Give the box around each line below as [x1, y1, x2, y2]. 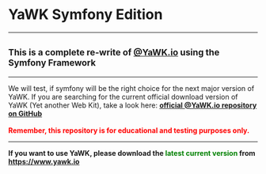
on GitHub [8, 108, 43, 118]
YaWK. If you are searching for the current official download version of [8, 92, 238, 101]
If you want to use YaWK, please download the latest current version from [8, 148, 256, 157]
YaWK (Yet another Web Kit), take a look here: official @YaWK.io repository [8, 100, 257, 110]
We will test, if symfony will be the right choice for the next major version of [8, 83, 255, 93]
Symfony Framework [8, 57, 97, 69]
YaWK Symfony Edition [8, 6, 163, 24]
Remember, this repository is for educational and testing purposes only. [8, 125, 250, 135]
